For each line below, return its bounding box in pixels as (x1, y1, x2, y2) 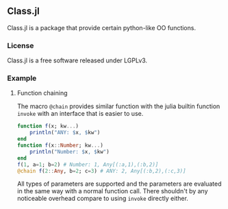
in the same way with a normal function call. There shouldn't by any (16, 187, 208, 195)
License (7, 40, 34, 50)
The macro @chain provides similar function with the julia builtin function (16, 102, 220, 110)
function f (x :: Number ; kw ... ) (16, 142, 104, 149)
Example (7, 73, 37, 83)
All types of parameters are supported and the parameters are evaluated (16, 180, 222, 188)
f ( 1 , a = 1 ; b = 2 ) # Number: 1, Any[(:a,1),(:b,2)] (16, 161, 159, 168)
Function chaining (16, 89, 68, 97)
